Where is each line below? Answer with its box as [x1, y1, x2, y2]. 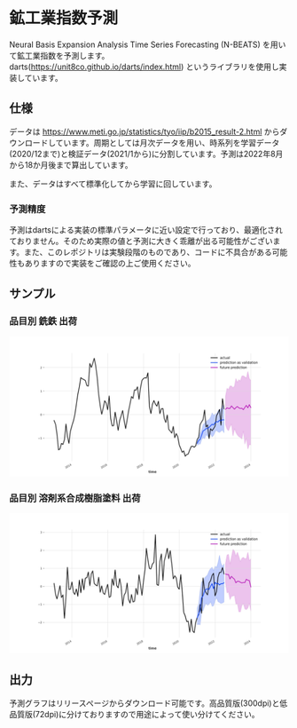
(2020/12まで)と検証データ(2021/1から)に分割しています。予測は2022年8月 [9, 148, 284, 159]
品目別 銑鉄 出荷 [9, 315, 78, 328]
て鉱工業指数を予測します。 [9, 50, 110, 60]
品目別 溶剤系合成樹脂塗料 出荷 [9, 492, 141, 504]
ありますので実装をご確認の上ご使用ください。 [24, 258, 196, 269]
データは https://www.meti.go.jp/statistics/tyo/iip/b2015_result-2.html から [9, 126, 280, 137]
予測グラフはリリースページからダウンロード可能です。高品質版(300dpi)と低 [9, 698, 288, 708]
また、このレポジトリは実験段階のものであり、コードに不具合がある [23, 247, 272, 257]
